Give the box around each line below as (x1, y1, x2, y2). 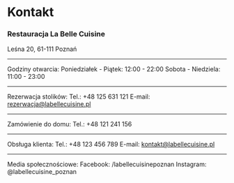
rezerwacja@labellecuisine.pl (7, 100, 91, 108)
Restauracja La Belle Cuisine (7, 29, 106, 39)
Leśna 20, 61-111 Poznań (7, 45, 77, 53)
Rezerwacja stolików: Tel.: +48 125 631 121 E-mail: (7, 92, 150, 101)
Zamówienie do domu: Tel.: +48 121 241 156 (7, 120, 132, 129)
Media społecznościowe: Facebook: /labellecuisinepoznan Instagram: (7, 160, 207, 168)
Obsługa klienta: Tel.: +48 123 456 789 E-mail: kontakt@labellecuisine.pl (7, 140, 215, 149)
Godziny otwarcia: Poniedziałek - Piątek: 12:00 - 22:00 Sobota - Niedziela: (7, 65, 221, 73)
